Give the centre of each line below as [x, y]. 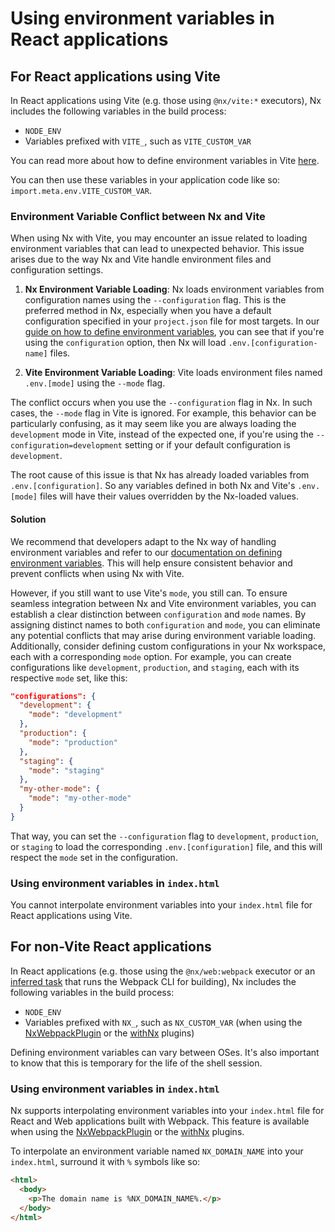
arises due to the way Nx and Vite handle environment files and [141, 259]
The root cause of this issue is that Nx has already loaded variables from [160, 475]
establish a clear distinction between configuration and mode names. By [158, 614]
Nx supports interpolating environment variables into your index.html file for [167, 1111]
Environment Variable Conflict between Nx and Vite [138, 216]
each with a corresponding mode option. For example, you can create [151, 656]
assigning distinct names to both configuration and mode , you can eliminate [165, 624]
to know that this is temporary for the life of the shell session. [136, 1063]
